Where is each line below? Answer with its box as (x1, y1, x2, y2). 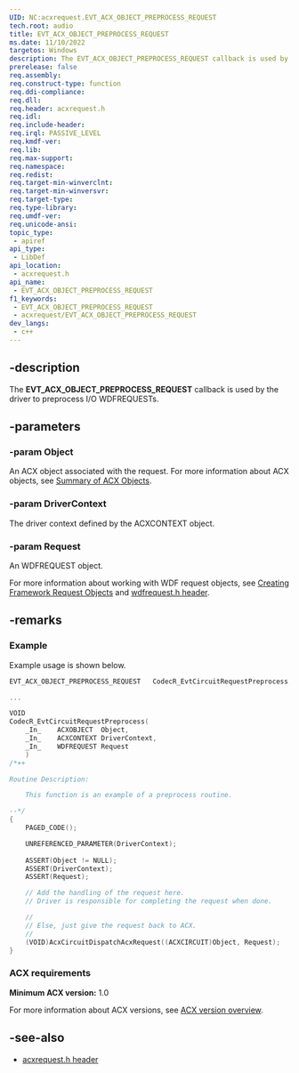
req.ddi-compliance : (9, 87, 86, 96)
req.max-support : (9, 153, 74, 163)
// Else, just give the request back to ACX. (25, 921, 198, 930)
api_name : (9, 278, 46, 286)
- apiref (12, 237, 46, 246)
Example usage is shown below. (9, 659, 126, 670)
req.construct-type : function (9, 79, 122, 88)
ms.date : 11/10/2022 (9, 37, 86, 47)
